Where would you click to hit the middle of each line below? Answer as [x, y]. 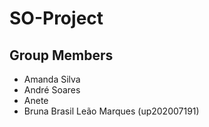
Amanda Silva [52, 79]
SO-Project [56, 18]
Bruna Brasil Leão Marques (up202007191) [111, 111]
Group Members [61, 55]
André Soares [52, 90]
